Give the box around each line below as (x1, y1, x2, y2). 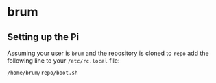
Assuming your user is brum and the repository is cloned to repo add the (7, 49, 209, 57)
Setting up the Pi (7, 31, 80, 43)
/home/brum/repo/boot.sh (7, 69, 78, 76)
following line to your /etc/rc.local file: (7, 56, 120, 65)
